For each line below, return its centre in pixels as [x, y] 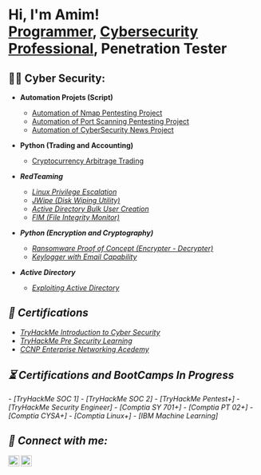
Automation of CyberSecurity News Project [103, 130]
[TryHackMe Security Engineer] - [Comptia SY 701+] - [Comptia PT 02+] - [131, 407]
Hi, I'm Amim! [54, 15]
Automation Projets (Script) [66, 97]
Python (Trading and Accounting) [77, 145]
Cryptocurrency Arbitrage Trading [88, 161]
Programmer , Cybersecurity [103, 32]
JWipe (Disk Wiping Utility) [76, 200]
